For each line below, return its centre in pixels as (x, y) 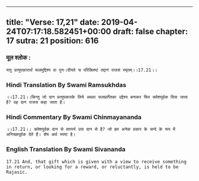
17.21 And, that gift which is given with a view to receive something (96, 161)
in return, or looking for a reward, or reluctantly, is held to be (92, 167)
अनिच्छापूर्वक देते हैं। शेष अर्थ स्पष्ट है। (41, 135)
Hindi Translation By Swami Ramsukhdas (66, 85)
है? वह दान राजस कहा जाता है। (36, 102)
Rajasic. (17, 172)
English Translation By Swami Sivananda (66, 150)
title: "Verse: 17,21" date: (53, 22)
